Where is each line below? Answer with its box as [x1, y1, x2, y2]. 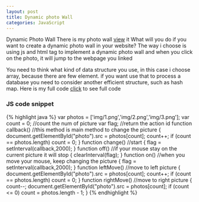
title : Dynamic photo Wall [6, 14, 73, 20]
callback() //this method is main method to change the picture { [6, 126, 162, 133]
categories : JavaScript [6, 20, 65, 25]
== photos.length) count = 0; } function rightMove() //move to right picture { [6, 176, 192, 184]
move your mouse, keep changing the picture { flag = [6, 158, 137, 165]
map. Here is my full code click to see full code [6, 85, 121, 92]
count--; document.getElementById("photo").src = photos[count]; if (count [6, 182, 189, 190]
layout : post [6, 8, 39, 15]
